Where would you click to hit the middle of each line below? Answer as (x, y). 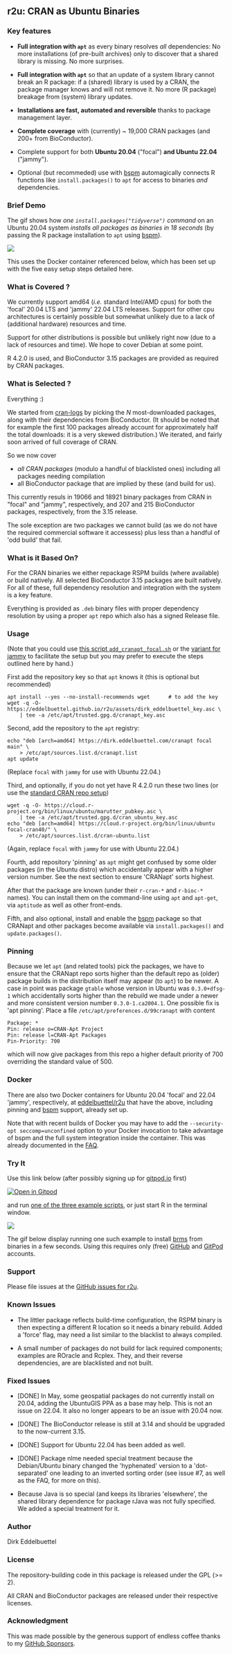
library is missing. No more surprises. (71, 61)
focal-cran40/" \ (32, 830)
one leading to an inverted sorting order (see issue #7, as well (137, 1473)
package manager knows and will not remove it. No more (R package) (117, 89)
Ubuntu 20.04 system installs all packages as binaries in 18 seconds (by (111, 228)
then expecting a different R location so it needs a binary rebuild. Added (120, 1327)
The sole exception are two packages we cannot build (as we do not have (112, 525)
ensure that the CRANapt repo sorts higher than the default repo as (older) (113, 973)
